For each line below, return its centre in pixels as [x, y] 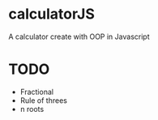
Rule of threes [43, 100]
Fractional [37, 92]
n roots [32, 109]
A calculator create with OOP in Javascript [79, 36]
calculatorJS [52, 14]
